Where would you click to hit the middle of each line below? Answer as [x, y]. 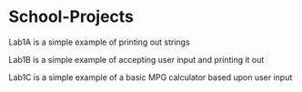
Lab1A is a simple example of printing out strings [99, 42]
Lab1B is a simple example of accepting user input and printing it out [136, 59]
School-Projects [71, 17]
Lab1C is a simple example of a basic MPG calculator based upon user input [151, 77]
